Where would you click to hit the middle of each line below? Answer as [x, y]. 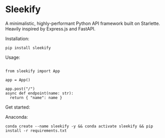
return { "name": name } [36, 97]
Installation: [17, 39]
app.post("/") [20, 89]
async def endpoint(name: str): [39, 93]
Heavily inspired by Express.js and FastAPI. [50, 28]
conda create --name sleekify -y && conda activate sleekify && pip [79, 126]
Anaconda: [16, 117]
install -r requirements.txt [36, 130]
